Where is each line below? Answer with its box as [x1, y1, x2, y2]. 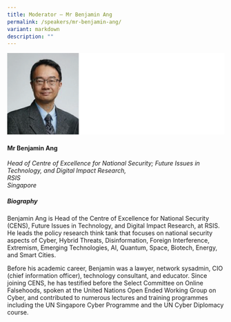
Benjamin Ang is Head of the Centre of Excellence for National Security [7, 214, 210, 223]
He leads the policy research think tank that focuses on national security [7, 229, 213, 237]
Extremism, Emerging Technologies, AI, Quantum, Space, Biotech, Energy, [7, 243, 218, 252]
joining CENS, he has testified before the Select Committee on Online [7, 279, 203, 288]
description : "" [7, 33, 54, 40]
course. [7, 308, 29, 316]
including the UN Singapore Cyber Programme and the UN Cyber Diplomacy [7, 301, 224, 310]
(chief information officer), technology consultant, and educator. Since [7, 272, 208, 280]
